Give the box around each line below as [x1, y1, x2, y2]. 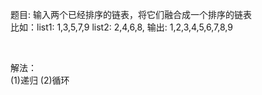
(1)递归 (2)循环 [10, 74, 70, 86]
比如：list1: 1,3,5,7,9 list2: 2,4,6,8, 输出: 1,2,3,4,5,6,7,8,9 [10, 21, 233, 33]
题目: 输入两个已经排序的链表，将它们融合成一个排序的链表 [10, 9, 252, 20]
